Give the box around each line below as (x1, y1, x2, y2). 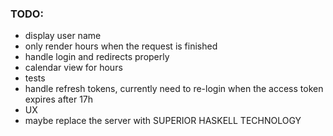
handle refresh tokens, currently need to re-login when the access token (24, 83, 324, 95)
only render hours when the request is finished (24, 40, 218, 52)
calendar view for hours (24, 62, 123, 74)
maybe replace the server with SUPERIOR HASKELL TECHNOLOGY (24, 115, 302, 127)
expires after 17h (24, 93, 94, 106)
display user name (24, 30, 102, 42)
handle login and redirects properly (24, 51, 170, 63)
